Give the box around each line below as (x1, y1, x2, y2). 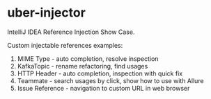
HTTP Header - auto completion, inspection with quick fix (17, 69, 183, 78)
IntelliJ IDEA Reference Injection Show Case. (7, 28, 135, 36)
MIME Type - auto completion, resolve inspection (17, 54, 159, 63)
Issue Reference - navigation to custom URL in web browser (17, 84, 190, 92)
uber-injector (7, 5, 86, 21)
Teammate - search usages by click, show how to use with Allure (17, 76, 204, 84)
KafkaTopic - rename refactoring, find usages (17, 62, 148, 70)
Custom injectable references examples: (7, 41, 123, 49)
